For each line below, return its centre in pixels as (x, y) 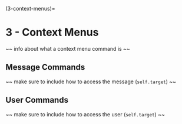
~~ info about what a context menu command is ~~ (68, 48)
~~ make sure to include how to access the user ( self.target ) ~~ (85, 114)
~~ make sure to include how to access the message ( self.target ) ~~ (91, 81)
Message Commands (45, 67)
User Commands (37, 100)
